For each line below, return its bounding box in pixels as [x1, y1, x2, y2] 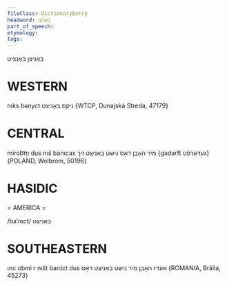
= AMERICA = [7, 203, 46, 212]
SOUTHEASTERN [7, 241, 108, 257]
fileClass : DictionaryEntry [7, 10, 88, 17]
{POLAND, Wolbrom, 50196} [7, 156, 88, 165]
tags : [7, 36, 23, 43]
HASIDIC [7, 181, 58, 196]
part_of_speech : [7, 23, 54, 30]
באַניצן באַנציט [7, 54, 44, 63]
